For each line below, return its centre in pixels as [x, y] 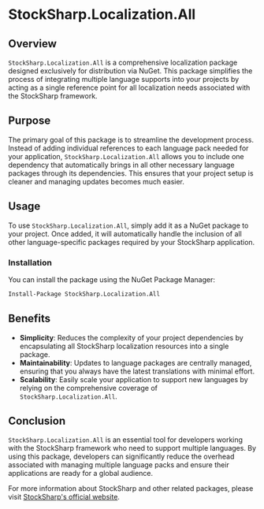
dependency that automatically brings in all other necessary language [121, 165]
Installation [30, 262]
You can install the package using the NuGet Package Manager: [112, 279]
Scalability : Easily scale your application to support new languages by [134, 379]
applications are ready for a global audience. [81, 474]
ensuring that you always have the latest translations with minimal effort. [137, 371]
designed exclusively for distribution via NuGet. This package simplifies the [130, 71]
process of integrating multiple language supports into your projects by [124, 79]
